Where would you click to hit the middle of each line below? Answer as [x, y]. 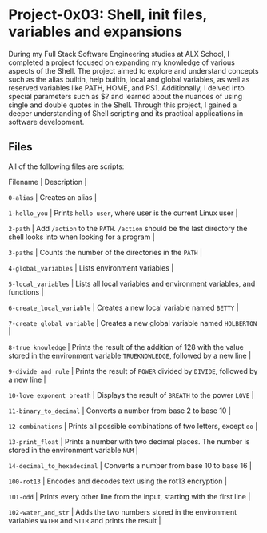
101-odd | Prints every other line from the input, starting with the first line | [130, 496]
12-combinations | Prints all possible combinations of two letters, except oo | [133, 426]
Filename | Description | [48, 182]
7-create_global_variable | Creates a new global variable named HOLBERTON [133, 323]
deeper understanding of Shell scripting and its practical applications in [126, 113]
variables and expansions [95, 32]
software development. [46, 122]
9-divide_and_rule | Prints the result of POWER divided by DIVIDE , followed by [133, 371]
